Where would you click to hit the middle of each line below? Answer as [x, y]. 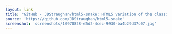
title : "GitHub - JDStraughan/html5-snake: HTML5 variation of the [79, 14]
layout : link [19, 10]
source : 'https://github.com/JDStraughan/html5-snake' [65, 19]
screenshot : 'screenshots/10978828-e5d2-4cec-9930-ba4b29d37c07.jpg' [81, 24]
